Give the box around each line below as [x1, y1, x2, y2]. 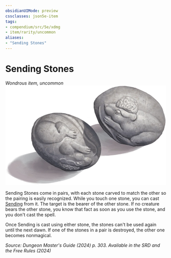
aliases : [5, 35, 24, 40]
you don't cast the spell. [5, 212, 56, 218]
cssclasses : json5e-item [5, 13, 58, 19]
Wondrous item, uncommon [5, 80, 64, 86]
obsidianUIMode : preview [5, 8, 58, 13]
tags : [5, 19, 17, 24]
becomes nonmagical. [5, 232, 52, 238]
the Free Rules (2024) [5, 247, 51, 253]
